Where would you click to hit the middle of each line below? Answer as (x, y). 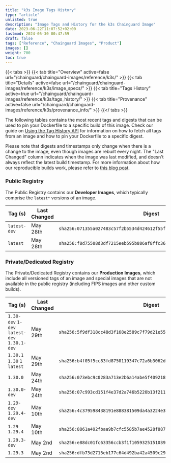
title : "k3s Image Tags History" (41, 10)
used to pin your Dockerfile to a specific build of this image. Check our (79, 125)
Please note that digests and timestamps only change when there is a (78, 146)
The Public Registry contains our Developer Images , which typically (77, 192)
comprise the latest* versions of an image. (51, 198)
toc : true (16, 57)
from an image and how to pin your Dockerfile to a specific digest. (75, 136)
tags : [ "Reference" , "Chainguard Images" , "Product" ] (64, 43)
